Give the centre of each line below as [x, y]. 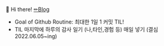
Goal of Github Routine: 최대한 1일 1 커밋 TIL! [69, 22]
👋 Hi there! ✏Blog [28, 9]
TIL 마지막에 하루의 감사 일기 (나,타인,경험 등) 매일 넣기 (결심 [86, 29]
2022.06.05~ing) [36, 36]
